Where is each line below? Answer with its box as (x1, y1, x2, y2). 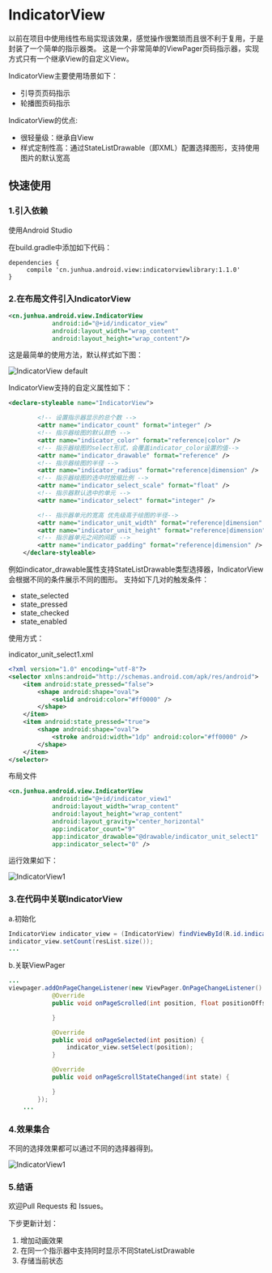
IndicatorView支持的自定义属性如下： (8, 383, 133, 393)
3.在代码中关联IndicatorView (8, 893, 123, 905)
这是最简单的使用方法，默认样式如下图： (8, 350, 143, 360)
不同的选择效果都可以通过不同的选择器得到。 (8, 1143, 158, 1153)
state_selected (19, 591, 69, 601)
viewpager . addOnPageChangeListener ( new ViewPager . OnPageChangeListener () (8, 984, 263, 993)
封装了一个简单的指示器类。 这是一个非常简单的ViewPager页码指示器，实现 (8, 43, 260, 53)
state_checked (19, 608, 70, 618)
